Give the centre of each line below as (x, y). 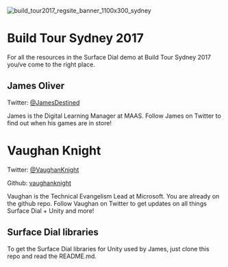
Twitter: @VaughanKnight (43, 169)
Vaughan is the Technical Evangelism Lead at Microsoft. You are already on (113, 196)
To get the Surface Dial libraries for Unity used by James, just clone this (109, 249)
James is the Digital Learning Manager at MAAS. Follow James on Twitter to (114, 116)
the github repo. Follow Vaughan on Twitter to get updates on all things (107, 203)
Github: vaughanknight (39, 183)
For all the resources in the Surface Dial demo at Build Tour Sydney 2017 (109, 57)
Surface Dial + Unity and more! (51, 211)
